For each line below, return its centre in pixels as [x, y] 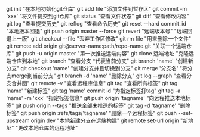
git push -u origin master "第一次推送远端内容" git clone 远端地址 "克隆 [102, 53]
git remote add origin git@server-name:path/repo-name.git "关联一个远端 [96, 46]
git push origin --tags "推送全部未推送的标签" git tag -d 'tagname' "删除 [103, 105]
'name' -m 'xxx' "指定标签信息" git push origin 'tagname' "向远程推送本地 [96, 98]
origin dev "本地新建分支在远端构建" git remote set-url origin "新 [110, 120]
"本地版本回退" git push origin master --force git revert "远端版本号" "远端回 [99, 31]
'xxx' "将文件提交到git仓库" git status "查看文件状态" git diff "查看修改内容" [98, 16]
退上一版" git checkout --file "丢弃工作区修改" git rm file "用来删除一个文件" [99, 38]
